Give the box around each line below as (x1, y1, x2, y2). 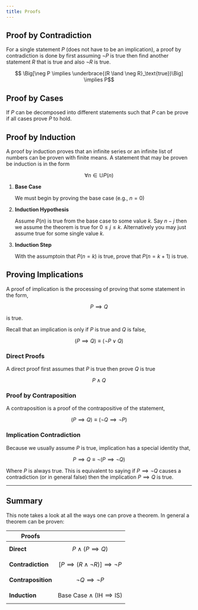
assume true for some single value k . (14, 230, 105, 237)
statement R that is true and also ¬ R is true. (6, 58, 111, 65)
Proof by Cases (6, 93, 64, 103)
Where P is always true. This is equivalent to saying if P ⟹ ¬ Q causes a (6, 467, 181, 474)
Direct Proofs (6, 352, 45, 360)
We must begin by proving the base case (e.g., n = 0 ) (14, 195, 145, 202)
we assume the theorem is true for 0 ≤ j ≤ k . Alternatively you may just (14, 224, 187, 231)
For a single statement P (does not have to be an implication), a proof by (6, 46, 181, 53)
